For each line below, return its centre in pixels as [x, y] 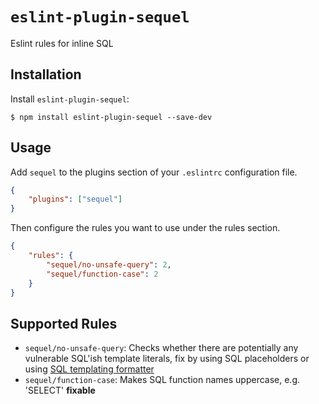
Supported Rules [64, 323]
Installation [46, 74]
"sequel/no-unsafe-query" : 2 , [109, 264]
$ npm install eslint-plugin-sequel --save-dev [111, 117]
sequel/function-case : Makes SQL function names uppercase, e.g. [162, 380]
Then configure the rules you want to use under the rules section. [145, 228]
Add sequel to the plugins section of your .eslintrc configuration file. [154, 172]
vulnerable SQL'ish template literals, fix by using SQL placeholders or [167, 359]
